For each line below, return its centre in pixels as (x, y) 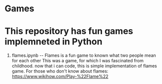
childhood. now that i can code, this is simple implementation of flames (84, 66)
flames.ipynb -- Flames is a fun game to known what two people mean (84, 55)
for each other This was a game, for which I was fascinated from (78, 61)
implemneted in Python (54, 42)
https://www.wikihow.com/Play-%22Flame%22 (60, 77)
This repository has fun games (69, 31)
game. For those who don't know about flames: (60, 71)
